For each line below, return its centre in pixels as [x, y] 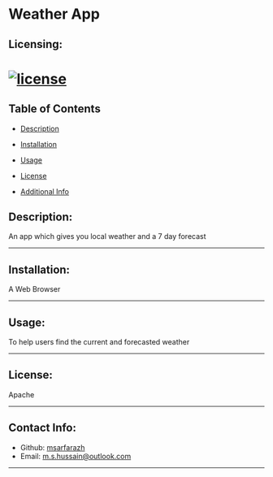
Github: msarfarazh [52, 447]
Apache [22, 394]
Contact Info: [43, 428]
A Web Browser [35, 289]
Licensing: [36, 44]
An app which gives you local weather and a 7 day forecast [107, 236]
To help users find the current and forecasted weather [99, 342]
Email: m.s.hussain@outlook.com [76, 456]
